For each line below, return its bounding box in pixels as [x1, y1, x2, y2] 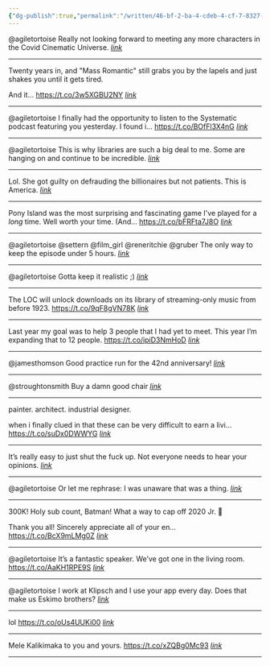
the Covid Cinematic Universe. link [8, 42, 123, 52]
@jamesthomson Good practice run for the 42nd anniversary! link [8, 358, 226, 367]
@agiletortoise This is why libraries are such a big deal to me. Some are [8, 144, 246, 154]
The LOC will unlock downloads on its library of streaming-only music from [8, 295, 256, 304]
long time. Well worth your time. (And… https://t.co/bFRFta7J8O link [8, 217, 233, 226]
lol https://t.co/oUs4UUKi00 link [8, 617, 115, 627]
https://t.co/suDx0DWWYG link [8, 428, 112, 438]
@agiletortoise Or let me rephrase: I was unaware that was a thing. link [8, 483, 243, 493]
